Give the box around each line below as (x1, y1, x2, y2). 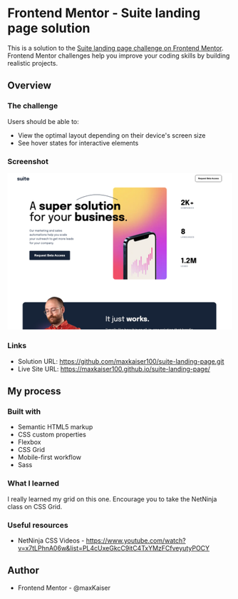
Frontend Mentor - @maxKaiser (17, 583, 111, 592)
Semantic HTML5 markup (17, 423, 93, 431)
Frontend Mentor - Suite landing (7, 5, 201, 21)
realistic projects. (7, 58, 58, 67)
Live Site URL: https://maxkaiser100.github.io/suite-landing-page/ (17, 364, 210, 373)
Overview (7, 80, 52, 92)
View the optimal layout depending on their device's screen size (17, 130, 206, 140)
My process (7, 385, 61, 397)
